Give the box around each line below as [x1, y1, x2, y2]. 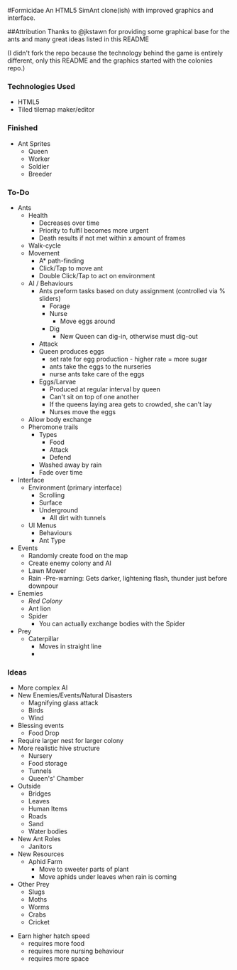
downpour [28, 581, 59, 590]
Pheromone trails [28, 423, 79, 431]
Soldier [28, 162, 50, 170]
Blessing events [17, 722, 65, 730]
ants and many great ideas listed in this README [7, 35, 150, 43]
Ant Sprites [17, 139, 51, 148]
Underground [38, 505, 78, 515]
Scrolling [38, 490, 65, 499]
